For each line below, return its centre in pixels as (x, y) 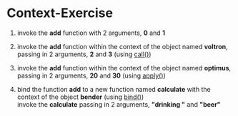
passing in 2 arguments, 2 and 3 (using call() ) (84, 54)
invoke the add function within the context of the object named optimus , (124, 68)
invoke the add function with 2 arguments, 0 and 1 (91, 33)
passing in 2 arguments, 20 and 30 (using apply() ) (91, 75)
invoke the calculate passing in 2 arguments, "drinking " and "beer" (119, 104)
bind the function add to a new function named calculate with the (114, 89)
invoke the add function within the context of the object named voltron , (122, 46)
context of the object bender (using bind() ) (80, 97)
